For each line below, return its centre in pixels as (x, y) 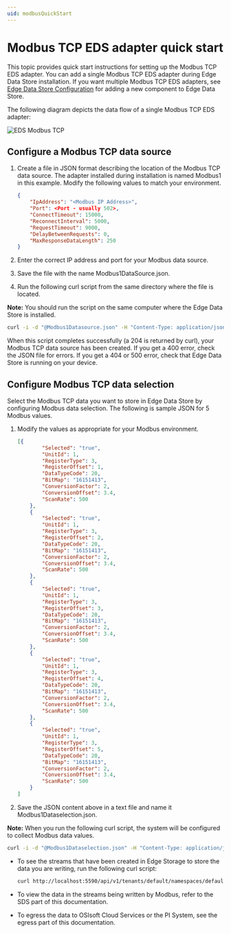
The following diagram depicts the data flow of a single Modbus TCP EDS (111, 109)
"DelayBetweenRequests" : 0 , (70, 234)
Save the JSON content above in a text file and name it (94, 807)
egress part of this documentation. (66, 922)
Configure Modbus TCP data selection (91, 384)
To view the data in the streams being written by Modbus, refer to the (115, 894)
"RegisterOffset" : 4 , (73, 679)
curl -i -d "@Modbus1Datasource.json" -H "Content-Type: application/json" (118, 328)
